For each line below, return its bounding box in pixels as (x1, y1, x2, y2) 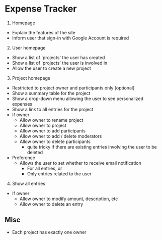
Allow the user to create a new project (12, 65, 91, 71)
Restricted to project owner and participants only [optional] (12, 84, 135, 91)
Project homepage (12, 75, 51, 81)
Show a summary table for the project (12, 90, 91, 96)
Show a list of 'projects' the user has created (12, 54, 105, 61)
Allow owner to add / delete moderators (19, 133, 102, 139)
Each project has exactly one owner (12, 229, 87, 235)
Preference (12, 155, 36, 161)
